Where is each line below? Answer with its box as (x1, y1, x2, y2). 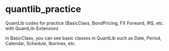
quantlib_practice (5, 3, 81, 15)
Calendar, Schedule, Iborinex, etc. (5, 40, 76, 46)
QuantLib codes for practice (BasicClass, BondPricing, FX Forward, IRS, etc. (5, 20, 164, 26)
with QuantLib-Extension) (5, 25, 59, 31)
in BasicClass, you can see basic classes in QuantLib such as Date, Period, (5, 35, 162, 41)
